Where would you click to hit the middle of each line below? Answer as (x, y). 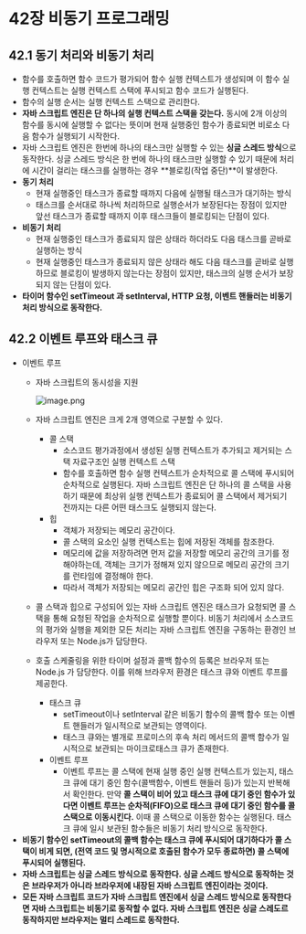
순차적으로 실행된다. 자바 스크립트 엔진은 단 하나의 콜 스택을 (169, 484)
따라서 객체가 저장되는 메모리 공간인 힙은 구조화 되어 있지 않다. (174, 587)
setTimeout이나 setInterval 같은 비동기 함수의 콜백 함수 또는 (170, 714)
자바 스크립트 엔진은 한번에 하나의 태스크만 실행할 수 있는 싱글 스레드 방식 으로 (159, 148)
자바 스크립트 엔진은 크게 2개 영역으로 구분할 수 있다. (129, 419)
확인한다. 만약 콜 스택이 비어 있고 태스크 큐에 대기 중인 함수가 (179, 794)
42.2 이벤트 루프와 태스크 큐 (83, 339)
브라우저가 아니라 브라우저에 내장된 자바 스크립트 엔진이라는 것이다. (149, 885)
